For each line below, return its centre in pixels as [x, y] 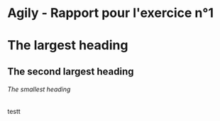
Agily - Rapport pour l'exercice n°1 [111, 13]
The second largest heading [71, 71]
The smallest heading [39, 89]
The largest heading [68, 46]
